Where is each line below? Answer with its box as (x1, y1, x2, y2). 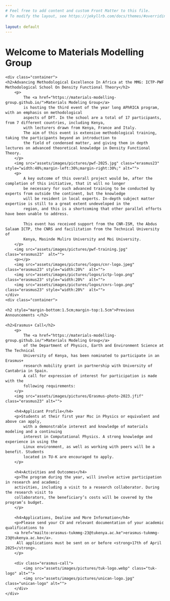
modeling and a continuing (5, 429, 62, 434)
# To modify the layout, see (5, 13, 67, 19)
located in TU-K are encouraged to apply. (23, 455, 114, 460)
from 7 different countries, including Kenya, (5, 121, 105, 126)
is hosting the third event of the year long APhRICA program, (23, 105, 159, 110)
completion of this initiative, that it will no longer (5, 181, 125, 186)
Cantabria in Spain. (5, 369, 49, 374)
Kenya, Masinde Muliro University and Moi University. (23, 237, 142, 242)
